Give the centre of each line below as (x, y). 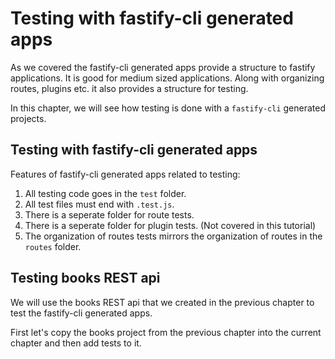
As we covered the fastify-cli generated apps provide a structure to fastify (163, 67)
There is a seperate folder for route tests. (109, 214)
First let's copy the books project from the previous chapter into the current (166, 332)
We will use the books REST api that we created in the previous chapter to (162, 302)
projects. (28, 118)
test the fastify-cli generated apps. (81, 313)
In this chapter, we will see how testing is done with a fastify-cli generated (168, 108)
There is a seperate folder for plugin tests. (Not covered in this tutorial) (170, 225)
